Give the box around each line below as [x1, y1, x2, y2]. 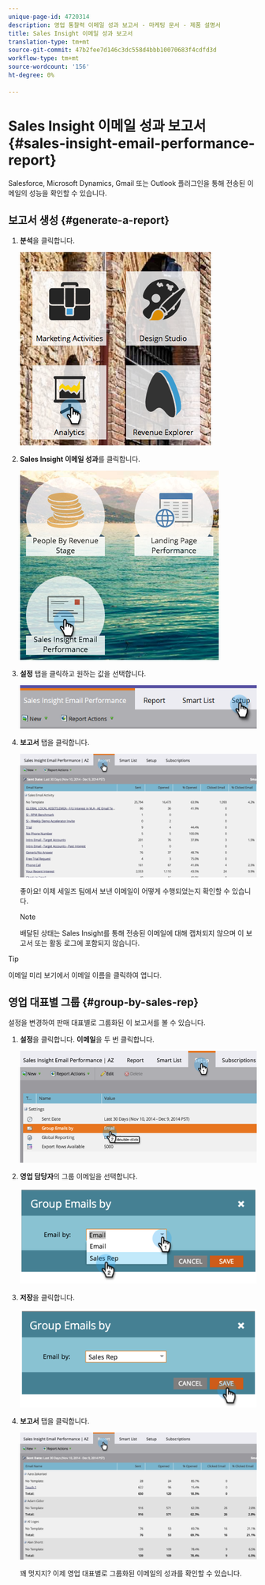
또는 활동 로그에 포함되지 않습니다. [34, 938, 140, 948]
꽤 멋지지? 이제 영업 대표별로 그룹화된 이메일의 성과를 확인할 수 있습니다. [19, 1568, 242, 1578]
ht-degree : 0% [8, 71, 55, 79]
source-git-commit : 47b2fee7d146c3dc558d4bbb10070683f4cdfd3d [8, 46, 217, 55]
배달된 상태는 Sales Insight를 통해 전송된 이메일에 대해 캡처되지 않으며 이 [19, 928, 244, 937]
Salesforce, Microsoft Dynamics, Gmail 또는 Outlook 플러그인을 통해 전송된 [8, 178, 246, 187]
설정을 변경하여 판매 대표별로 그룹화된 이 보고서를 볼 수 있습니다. [8, 1018, 207, 1027]
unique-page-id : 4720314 [8, 13, 90, 21]
